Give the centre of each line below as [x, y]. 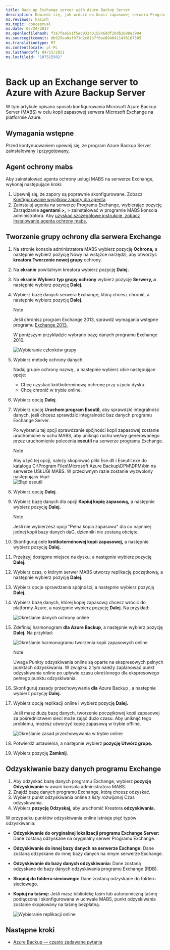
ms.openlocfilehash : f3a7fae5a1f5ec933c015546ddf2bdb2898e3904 [74, 33]
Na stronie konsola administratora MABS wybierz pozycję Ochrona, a [85, 249]
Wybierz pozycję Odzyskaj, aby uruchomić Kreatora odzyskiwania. [84, 808]
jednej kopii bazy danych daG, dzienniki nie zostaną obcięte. [76, 532]
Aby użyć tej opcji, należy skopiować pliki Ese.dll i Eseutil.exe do [80, 460]
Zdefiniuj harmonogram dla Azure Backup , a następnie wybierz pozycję [88, 627]
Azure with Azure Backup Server [76, 93]
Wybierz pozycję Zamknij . [40, 753]
